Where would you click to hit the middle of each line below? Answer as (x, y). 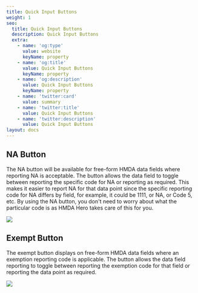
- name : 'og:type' (40, 46)
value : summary (41, 102)
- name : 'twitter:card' (47, 96)
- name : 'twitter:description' (57, 119)
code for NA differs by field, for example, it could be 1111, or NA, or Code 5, (99, 195)
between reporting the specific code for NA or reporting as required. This (98, 182)
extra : (20, 40)
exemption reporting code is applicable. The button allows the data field (96, 259)
